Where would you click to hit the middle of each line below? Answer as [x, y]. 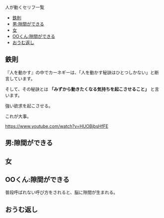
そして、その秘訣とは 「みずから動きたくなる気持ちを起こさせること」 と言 [82, 89]
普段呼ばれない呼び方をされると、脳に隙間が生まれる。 [61, 192]
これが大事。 [18, 116]
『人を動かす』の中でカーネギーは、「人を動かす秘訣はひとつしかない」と [80, 72]
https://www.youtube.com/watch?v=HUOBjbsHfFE [57, 126]
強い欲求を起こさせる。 [29, 106]
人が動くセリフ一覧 [25, 7]
